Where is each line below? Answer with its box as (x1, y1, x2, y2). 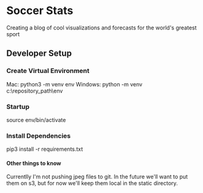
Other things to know (6, 159, 61, 167)
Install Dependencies (6, 131, 71, 140)
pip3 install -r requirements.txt (6, 145, 83, 153)
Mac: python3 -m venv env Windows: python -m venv (6, 80, 143, 88)
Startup (6, 102, 29, 111)
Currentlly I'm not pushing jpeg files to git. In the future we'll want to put (6, 173, 188, 181)
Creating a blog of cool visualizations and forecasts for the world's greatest (6, 24, 197, 31)
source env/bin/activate (6, 116, 66, 123)
